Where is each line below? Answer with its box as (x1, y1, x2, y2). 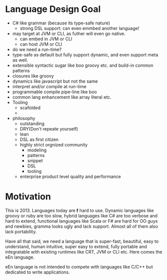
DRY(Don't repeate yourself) (19, 126, 78, 132)
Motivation (5, 191, 51, 202)
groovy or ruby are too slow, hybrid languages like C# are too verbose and (5, 213, 158, 219)
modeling (27, 147, 47, 153)
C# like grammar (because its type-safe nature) (12, 20, 111, 26)
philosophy (12, 115, 36, 121)
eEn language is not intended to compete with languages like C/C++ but (5, 264, 153, 270)
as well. (12, 57, 28, 63)
